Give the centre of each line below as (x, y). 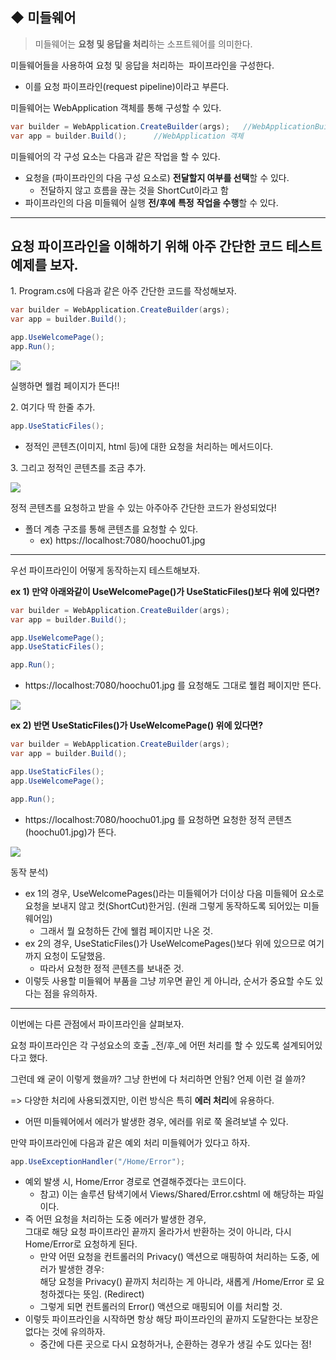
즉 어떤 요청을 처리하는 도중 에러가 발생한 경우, (115, 1219)
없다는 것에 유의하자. (65, 1332)
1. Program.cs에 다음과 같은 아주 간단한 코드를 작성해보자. (123, 291)
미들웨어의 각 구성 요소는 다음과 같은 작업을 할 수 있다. (115, 156)
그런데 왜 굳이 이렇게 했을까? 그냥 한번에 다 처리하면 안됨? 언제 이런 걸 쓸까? (158, 1079)
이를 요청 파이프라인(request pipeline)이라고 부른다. (127, 86)
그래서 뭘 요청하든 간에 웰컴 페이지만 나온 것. (126, 930)
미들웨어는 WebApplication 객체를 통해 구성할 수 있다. (116, 107)
